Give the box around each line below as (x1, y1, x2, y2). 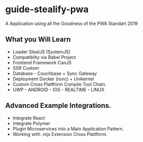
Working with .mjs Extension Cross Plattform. (12, 131, 108, 137)
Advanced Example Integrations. (5, 101, 111, 110)
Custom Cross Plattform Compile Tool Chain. (12, 81, 107, 87)
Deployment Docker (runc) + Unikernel (12, 75, 94, 82)
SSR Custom (12, 65, 39, 71)
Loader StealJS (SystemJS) (12, 48, 71, 54)
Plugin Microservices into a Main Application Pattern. (12, 126, 124, 132)
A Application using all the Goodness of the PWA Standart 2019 (5, 20, 138, 26)
